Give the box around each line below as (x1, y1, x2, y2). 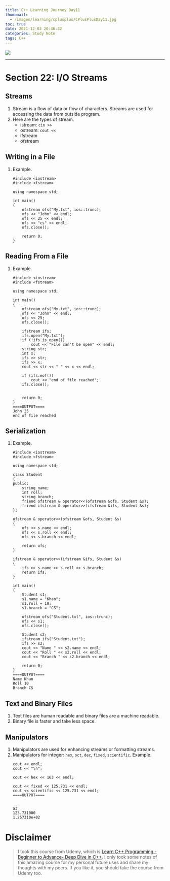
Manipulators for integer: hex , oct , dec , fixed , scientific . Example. (12, 752, 152, 758)
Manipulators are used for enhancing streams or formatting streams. (12, 746, 155, 752)
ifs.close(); (22, 382, 50, 387)
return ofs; (22, 543, 47, 548)
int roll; (22, 490, 42, 495)
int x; (22, 351, 36, 356)
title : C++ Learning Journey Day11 (5, 7, 80, 13)
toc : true (5, 21, 26, 27)
